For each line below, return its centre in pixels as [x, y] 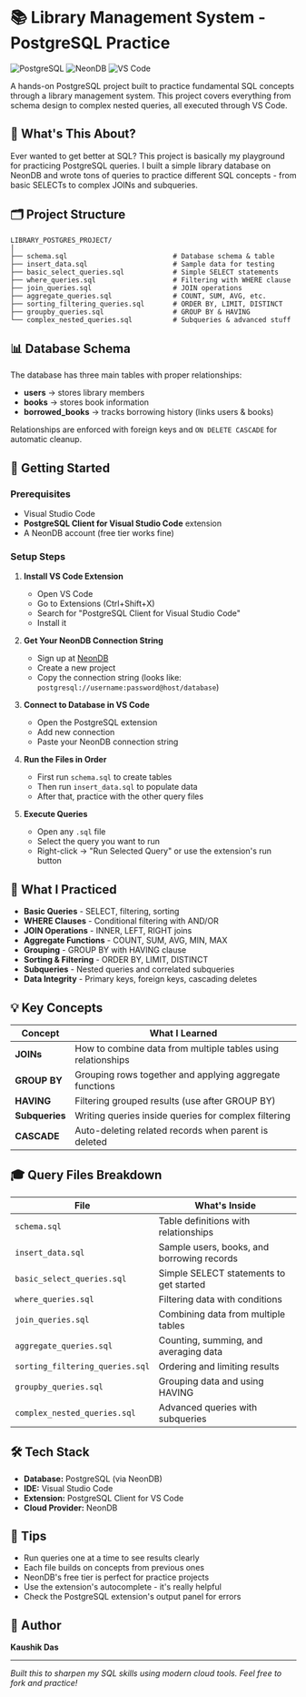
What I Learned [183, 1033]
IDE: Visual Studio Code [68, 1488]
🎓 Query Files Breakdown [86, 1175]
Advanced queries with [208, 1407]
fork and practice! [44, 1683]
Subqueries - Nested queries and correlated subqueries [129, 969]
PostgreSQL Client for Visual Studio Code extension [123, 523]
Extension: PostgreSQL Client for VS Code [104, 1498]
